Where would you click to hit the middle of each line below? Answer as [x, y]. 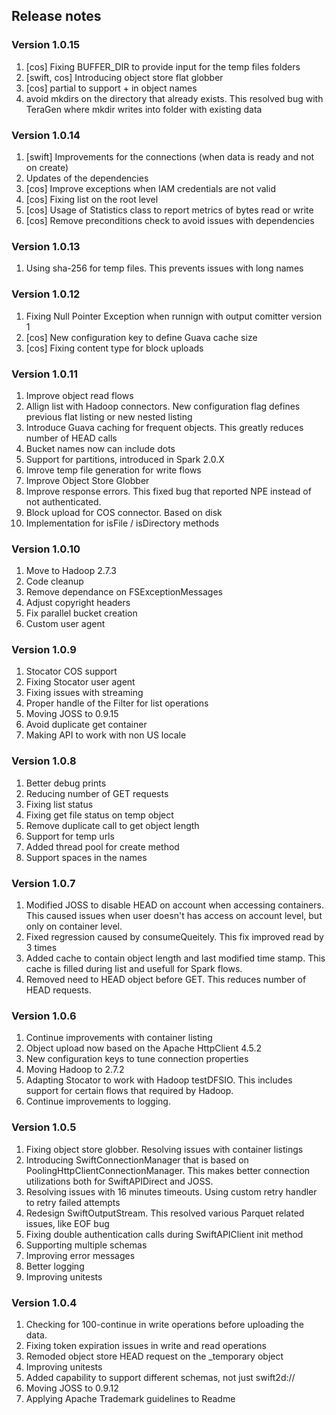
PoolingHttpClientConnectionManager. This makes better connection [168, 1170]
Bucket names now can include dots [100, 448]
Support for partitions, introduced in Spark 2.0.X [125, 459]
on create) [47, 167]
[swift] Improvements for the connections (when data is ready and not [170, 156]
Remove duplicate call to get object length [112, 825]
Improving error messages [80, 1255]
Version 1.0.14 [46, 135]
